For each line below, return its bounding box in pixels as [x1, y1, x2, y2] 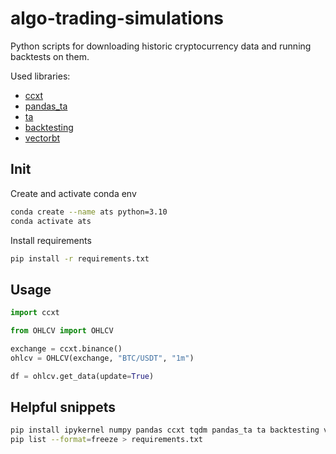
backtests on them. [10, 50, 90, 62]
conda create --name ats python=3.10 [10, 207, 168, 217]
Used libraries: [10, 70, 71, 82]
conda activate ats [10, 216, 92, 226]
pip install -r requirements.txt [10, 253, 150, 264]
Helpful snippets [10, 398, 117, 416]
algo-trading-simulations [10, 7, 225, 30]
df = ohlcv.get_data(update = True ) [10, 371, 155, 381]
